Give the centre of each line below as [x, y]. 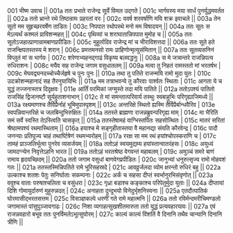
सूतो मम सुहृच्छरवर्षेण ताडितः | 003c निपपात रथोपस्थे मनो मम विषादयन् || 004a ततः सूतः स [109, 26]
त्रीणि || [15, 222]
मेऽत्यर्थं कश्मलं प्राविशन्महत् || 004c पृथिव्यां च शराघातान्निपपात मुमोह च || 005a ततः [100, 34]
